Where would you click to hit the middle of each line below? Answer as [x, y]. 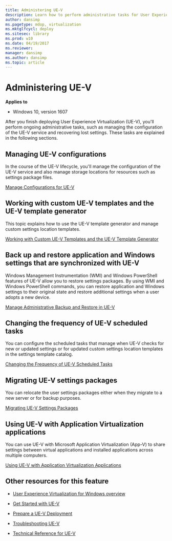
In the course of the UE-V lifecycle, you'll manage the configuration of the [83, 166]
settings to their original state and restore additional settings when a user [82, 292]
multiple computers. [26, 456]
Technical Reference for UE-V [44, 533]
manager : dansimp [24, 53]
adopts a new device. [28, 297]
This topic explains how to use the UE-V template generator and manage [82, 224]
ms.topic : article [25, 62]
